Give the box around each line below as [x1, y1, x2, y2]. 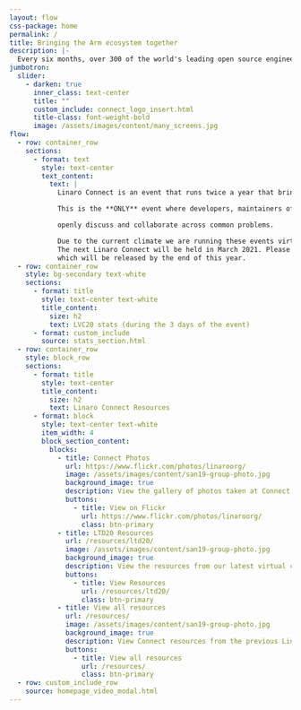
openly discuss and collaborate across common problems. [56, 221, 275, 229]
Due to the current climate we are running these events [56, 237, 275, 246]
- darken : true [25, 80, 82, 89]
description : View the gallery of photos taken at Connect [65, 487, 291, 496]
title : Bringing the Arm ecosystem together [9, 38, 178, 48]
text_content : [41, 171, 94, 180]
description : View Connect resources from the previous [65, 636, 279, 645]
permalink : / [9, 30, 58, 39]
